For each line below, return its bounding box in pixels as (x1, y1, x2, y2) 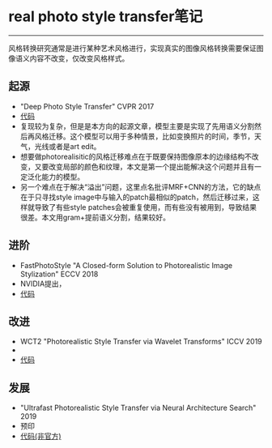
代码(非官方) (19, 431, 62, 442)
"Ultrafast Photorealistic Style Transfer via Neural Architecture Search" (19, 403, 257, 413)
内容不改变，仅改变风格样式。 (29, 53, 130, 63)
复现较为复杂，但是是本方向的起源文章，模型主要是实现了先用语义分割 (19, 121, 255, 130)
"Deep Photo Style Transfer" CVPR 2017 (19, 101, 155, 111)
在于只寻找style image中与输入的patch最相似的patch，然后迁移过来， (19, 192, 253, 202)
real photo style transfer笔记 (8, 7, 203, 26)
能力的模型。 (41, 172, 85, 181)
